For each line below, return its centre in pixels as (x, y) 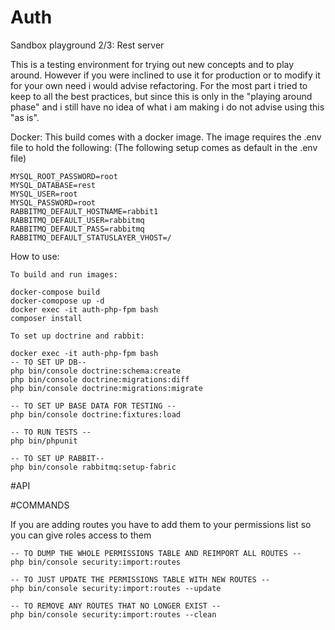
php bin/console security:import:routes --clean (113, 614)
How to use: (35, 256)
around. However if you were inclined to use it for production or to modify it (165, 75)
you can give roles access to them (81, 535)
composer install (46, 318)
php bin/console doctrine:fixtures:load (96, 414)
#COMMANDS (40, 505)
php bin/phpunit (44, 441)
